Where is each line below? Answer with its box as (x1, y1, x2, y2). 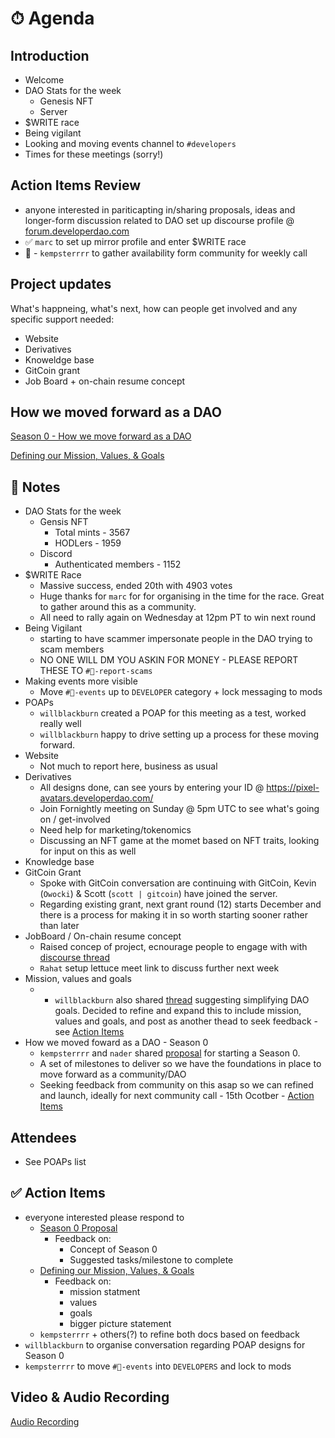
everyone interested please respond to (24, 1211, 185, 1223)
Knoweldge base (24, 353, 95, 366)
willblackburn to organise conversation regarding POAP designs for (24, 1338, 306, 1351)
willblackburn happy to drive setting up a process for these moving (39, 728, 320, 741)
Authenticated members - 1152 (54, 558, 182, 571)
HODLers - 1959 (54, 537, 122, 549)
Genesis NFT (39, 95, 94, 107)
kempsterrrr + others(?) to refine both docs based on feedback (39, 1328, 300, 1340)
